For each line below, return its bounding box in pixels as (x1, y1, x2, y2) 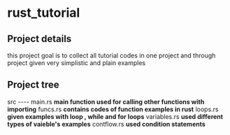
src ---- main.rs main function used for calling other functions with (7, 97, 205, 106)
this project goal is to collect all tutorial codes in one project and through (7, 51, 216, 59)
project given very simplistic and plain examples (7, 59, 145, 67)
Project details (7, 33, 72, 45)
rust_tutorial (7, 5, 80, 21)
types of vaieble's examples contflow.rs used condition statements (7, 120, 206, 128)
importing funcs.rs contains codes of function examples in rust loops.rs (7, 105, 219, 113)
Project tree (7, 79, 59, 91)
